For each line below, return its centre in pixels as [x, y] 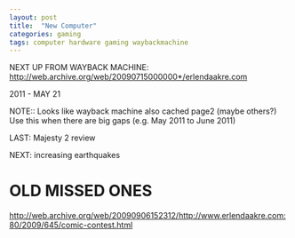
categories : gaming [45, 34]
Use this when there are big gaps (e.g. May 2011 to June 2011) [123, 121]
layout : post [33, 17]
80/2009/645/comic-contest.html [71, 225]
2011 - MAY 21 [35, 94]
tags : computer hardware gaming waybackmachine [99, 42]
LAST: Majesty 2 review [52, 138]
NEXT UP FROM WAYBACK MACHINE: [79, 67]
